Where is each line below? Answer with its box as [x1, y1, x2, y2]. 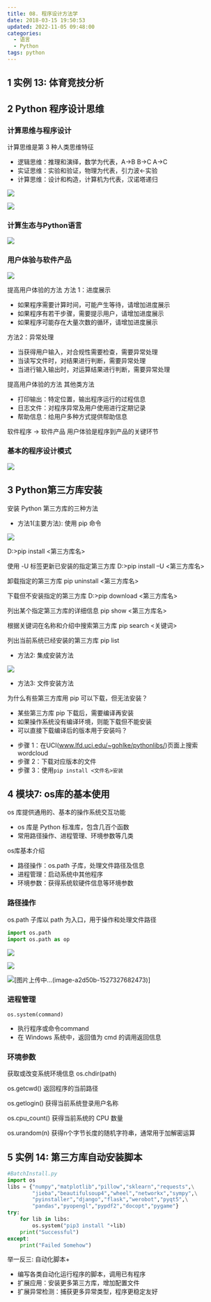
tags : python [7, 50, 45, 57]
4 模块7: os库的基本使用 [7, 788, 110, 801]
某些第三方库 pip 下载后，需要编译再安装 [17, 708, 134, 717]
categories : [7, 29, 42, 37]
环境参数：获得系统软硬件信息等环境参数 [17, 879, 134, 887]
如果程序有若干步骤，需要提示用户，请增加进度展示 [17, 309, 164, 317]
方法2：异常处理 [7, 333, 54, 341]
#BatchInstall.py [7, 1170, 58, 1177]
